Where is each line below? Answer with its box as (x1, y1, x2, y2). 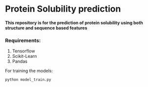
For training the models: (5, 68, 53, 74)
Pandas (12, 58, 28, 64)
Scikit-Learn (12, 53, 37, 59)
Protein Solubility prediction (5, 3, 121, 15)
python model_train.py (5, 77, 51, 82)
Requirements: (5, 37, 41, 44)
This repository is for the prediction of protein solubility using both (5, 19, 143, 25)
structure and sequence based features (5, 25, 87, 31)
